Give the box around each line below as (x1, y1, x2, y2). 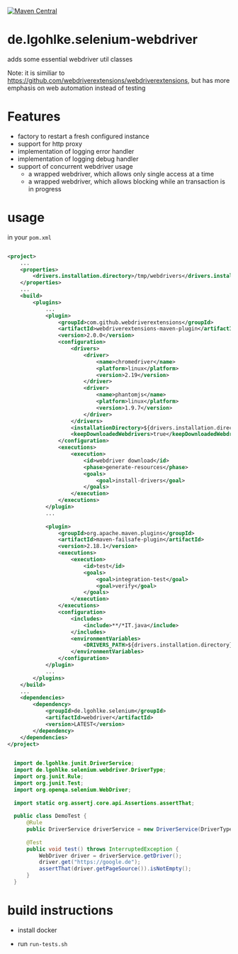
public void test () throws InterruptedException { (25, 846, 179, 853)
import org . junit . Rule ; (13, 773, 84, 780)
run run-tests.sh (17, 939, 68, 948)
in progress (28, 184, 62, 193)
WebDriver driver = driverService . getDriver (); (38, 852, 182, 859)
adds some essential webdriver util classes (7, 55, 133, 63)
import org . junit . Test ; (13, 780, 84, 787)
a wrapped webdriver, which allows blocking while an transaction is (28, 177, 225, 186)
